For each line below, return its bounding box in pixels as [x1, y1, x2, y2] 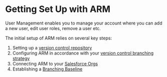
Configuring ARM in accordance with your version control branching [12, 50, 154, 56]
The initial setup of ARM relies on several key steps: [5, 35, 112, 41]
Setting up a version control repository [12, 44, 92, 50]
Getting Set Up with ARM [5, 3, 111, 15]
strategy [12, 55, 30, 61]
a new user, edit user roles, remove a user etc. [5, 25, 101, 31]
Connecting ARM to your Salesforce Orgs [12, 60, 98, 66]
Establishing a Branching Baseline [12, 66, 83, 72]
